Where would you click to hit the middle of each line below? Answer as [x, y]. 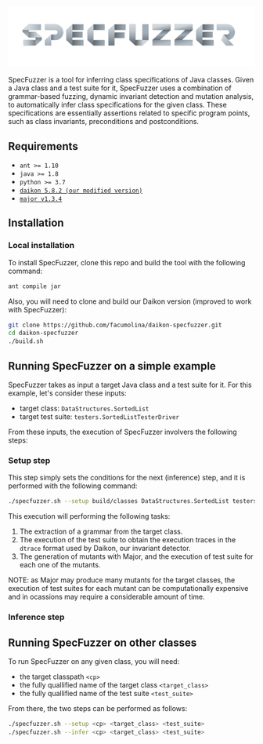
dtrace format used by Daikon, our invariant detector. [105, 549]
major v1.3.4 [41, 199]
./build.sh [26, 341]
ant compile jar [34, 286]
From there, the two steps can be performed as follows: [98, 708]
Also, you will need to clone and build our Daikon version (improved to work [130, 301]
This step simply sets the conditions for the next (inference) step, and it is [127, 478]
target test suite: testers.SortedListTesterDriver [99, 417]
